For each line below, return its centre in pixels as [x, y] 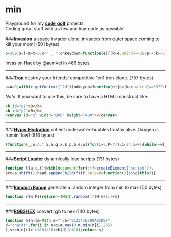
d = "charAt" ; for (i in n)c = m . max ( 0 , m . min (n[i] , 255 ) [59, 225]
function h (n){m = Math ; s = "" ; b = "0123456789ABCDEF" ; [59, 220]
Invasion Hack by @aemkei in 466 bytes [47, 63]
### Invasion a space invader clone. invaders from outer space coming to [82, 39]
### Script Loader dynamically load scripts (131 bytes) [62, 159]
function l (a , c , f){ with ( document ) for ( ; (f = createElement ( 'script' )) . [79, 168]
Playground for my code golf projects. [45, 23]
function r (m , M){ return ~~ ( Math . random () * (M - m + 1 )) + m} [62, 196]
